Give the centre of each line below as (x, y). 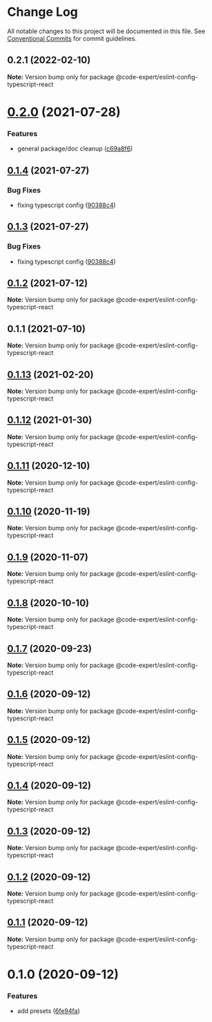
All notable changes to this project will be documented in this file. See (106, 31)
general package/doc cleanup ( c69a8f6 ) (75, 148)
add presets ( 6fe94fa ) (49, 1011)
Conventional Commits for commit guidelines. (72, 38)
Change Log (42, 12)
